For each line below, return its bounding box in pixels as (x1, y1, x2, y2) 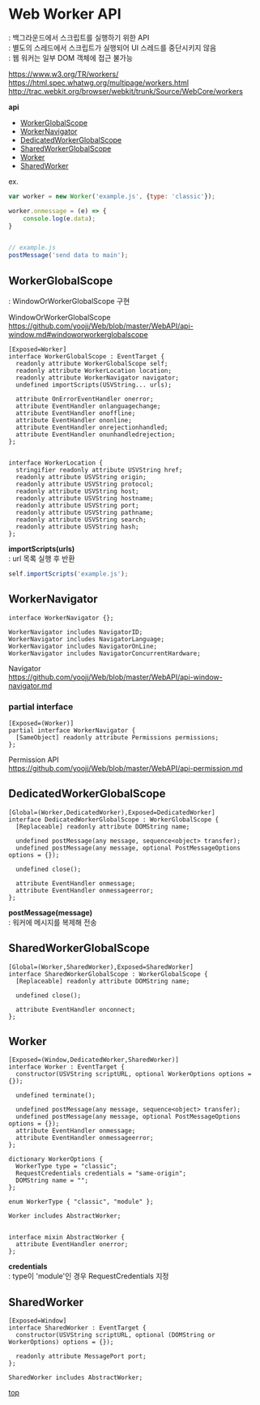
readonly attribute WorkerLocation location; (15, 366, 173, 375)
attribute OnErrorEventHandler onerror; (15, 395, 154, 403)
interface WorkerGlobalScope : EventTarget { (8, 353, 164, 361)
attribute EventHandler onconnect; (15, 1005, 136, 1013)
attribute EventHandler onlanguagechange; (15, 402, 161, 410)
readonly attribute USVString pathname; (15, 508, 154, 516)
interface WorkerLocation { (8, 459, 104, 467)
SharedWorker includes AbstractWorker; (8, 1373, 143, 1382)
